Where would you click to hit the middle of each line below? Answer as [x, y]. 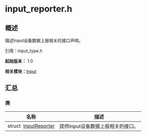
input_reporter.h [39, 9]
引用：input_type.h [24, 51]
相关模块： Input [21, 71]
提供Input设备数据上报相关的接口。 [99, 126]
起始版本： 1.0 [19, 61]
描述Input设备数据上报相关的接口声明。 [44, 40]
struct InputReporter [31, 126]
